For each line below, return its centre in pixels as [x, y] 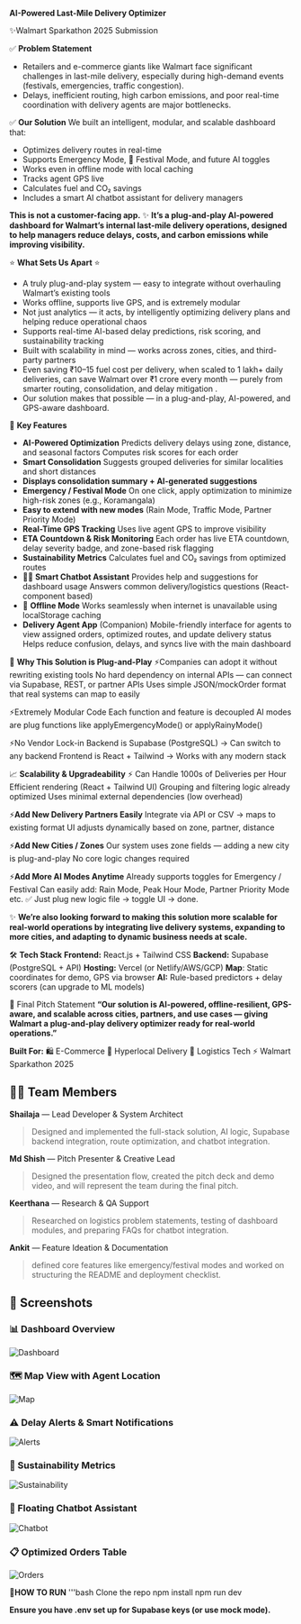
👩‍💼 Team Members [63, 1093]
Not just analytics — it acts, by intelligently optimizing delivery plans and [156, 312]
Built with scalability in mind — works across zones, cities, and [138, 350]
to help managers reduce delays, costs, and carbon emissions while [139, 235]
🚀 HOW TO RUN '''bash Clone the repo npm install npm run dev [126, 1592]
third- [266, 350]
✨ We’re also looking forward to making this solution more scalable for [144, 917]
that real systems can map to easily [75, 694]
